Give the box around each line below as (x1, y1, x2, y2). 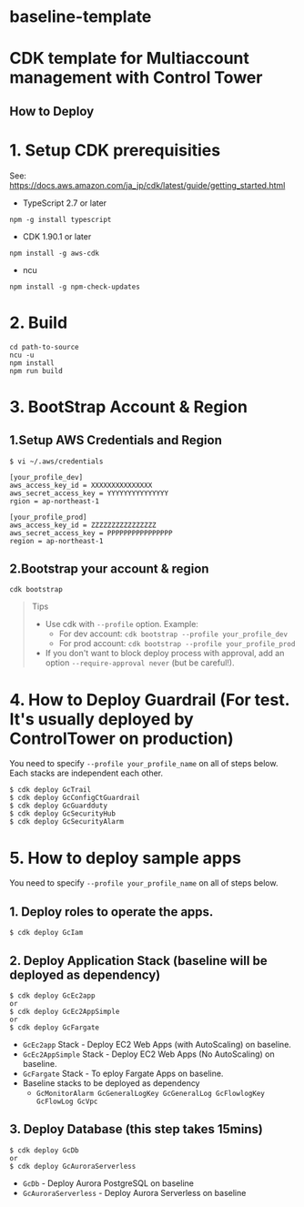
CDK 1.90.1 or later (22, 230, 92, 242)
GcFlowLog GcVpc (35, 1097, 98, 1106)
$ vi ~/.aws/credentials (9, 457, 104, 466)
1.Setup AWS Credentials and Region (9, 432, 223, 448)
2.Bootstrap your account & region (9, 562, 209, 577)
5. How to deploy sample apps (9, 847, 241, 868)
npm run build (9, 366, 64, 375)
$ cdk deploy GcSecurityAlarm (9, 817, 125, 827)
